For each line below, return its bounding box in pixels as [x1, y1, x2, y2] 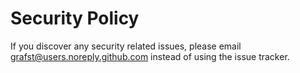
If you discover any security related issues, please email [10, 40, 242, 52]
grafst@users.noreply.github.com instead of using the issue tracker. [10, 50, 290, 62]
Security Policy [10, 7, 140, 30]
